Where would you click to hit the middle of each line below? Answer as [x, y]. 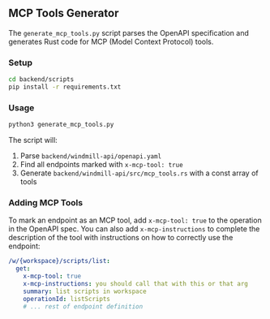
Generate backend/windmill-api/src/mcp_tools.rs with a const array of [139, 173]
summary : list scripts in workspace [85, 291]
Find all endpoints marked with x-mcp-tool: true [102, 165]
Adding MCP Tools [46, 202]
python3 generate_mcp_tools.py [61, 125]
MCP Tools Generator [64, 13]
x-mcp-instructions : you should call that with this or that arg [136, 283]
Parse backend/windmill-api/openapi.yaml [91, 156]
